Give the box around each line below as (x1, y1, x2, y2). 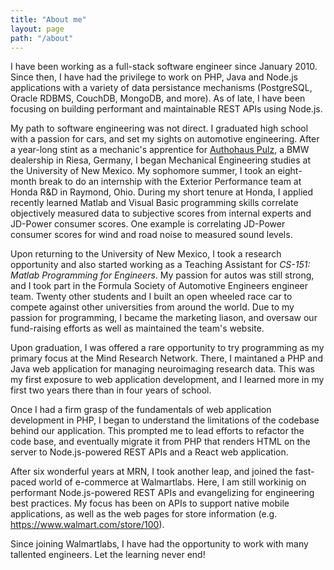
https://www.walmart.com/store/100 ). (10, 519, 165, 531)
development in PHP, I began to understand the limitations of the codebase (10, 414, 320, 426)
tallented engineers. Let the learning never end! (10, 549, 206, 561)
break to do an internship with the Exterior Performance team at (38, 176, 302, 188)
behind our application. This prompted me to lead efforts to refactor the (10, 425, 305, 437)
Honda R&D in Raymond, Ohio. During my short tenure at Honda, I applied (10, 186, 314, 198)
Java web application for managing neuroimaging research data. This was (10, 363, 315, 375)
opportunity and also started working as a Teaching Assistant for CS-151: (10, 259, 311, 271)
